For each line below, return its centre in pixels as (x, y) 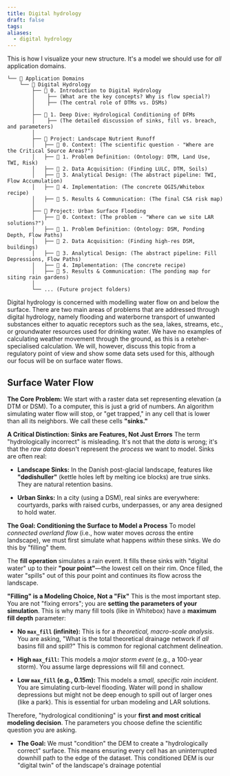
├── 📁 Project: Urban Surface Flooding (89, 211)
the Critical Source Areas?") (51, 151)
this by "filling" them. (37, 547)
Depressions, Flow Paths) (44, 260)
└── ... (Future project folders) (81, 290)
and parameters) (30, 127)
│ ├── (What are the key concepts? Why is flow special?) (122, 97)
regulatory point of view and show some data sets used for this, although (111, 354)
